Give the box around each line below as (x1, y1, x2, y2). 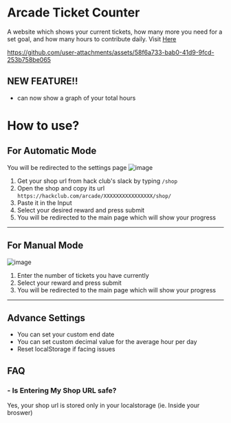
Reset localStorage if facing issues (16, 345, 115, 354)
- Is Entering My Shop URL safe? (7, 385, 117, 395)
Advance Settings (7, 312, 86, 324)
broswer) (7, 409, 33, 417)
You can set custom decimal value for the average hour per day (16, 338, 197, 346)
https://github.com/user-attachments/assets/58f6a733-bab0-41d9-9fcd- (7, 48, 214, 56)
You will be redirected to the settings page (7, 163, 127, 171)
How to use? (7, 118, 80, 133)
